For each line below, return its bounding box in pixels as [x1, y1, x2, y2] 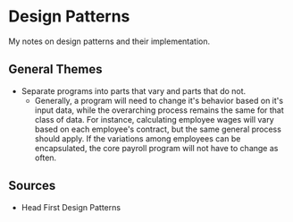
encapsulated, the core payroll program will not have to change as [34, 142, 279, 153]
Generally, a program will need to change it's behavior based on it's [34, 95, 283, 106]
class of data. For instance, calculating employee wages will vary [34, 114, 274, 124]
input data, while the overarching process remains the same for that [34, 105, 285, 115]
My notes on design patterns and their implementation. [8, 36, 211, 47]
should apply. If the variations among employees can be [34, 132, 241, 144]
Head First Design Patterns [21, 201, 121, 212]
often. [34, 152, 57, 163]
